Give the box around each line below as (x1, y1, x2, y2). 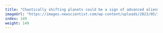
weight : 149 (5, 20, 29, 26)
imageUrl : (5, 12, 25, 16)
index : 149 (5, 16, 27, 21)
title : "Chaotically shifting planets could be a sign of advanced (5, 7, 145, 12)
